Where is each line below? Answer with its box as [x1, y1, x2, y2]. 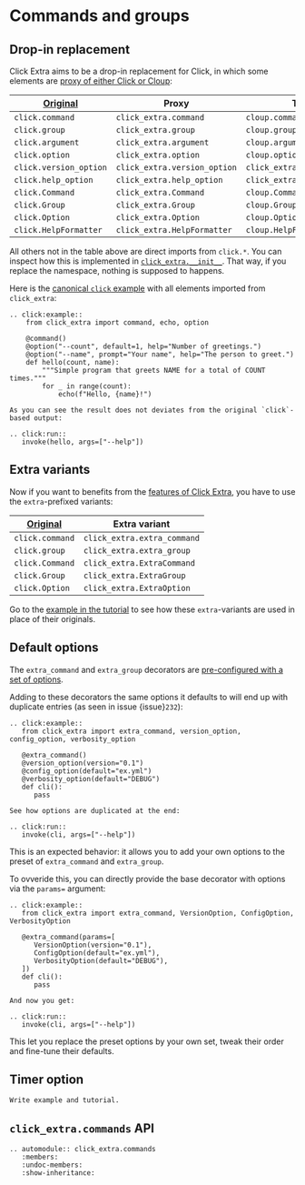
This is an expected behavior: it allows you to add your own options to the [9, 846, 286, 857]
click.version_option [14, 163, 107, 173]
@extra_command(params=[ [21, 932, 116, 941]
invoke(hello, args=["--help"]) [21, 437, 144, 447]
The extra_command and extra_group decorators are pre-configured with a [9, 664, 284, 675]
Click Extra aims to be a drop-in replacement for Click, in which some [9, 65, 269, 76]
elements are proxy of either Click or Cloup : [9, 75, 172, 86]
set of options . [9, 674, 64, 685]
